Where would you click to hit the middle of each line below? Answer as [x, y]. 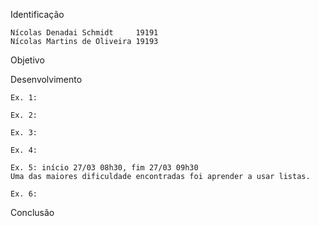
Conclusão [32, 212]
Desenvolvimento [46, 79]
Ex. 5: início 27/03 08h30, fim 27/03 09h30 [104, 168]
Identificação [37, 14]
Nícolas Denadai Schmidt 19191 [84, 33]
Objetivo [27, 60]
